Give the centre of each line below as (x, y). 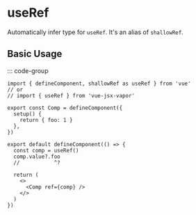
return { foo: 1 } (46, 120)
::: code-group (28, 70)
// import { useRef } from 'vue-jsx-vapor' (71, 95)
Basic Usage (35, 54)
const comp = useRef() (46, 150)
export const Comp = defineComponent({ (65, 108)
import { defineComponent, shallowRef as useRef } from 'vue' (99, 83)
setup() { (27, 114)
